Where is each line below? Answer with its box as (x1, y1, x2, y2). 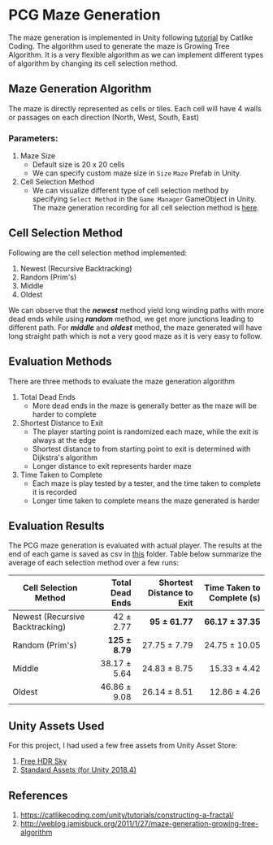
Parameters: (8, 132, 58, 144)
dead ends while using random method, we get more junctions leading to (8, 314, 254, 323)
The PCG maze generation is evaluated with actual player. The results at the (8, 540, 262, 550)
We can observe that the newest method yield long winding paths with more (8, 305, 265, 314)
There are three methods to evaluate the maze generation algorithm (8, 376, 236, 386)
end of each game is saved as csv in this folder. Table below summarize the (8, 549, 262, 559)
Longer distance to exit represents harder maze (32, 461, 193, 470)
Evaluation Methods (8, 355, 112, 369)
